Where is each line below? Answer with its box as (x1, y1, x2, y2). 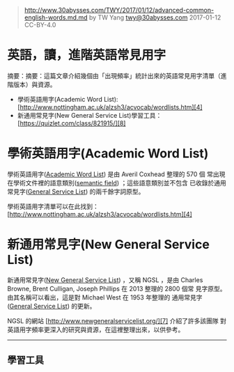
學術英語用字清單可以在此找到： (7, 202, 99, 210)
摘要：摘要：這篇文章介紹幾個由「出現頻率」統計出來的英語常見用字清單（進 (7, 71, 227, 79)
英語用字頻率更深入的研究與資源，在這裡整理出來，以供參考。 (7, 325, 185, 334)
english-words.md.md (24, 13, 88, 22)
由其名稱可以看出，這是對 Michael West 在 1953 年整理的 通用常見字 (7, 293, 203, 302)
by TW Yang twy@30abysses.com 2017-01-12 (88, 13, 221, 22)
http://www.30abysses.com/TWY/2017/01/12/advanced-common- (24, 6, 214, 14)
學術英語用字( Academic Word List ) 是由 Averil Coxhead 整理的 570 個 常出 (7, 170, 219, 178)
